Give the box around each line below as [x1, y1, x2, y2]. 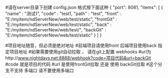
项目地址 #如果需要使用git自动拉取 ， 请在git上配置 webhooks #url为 [9, 49, 151, 54]
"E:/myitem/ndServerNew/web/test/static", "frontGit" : [5, 16, 117, 22]
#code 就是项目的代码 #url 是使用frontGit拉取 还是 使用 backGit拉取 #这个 [5, 61, 158, 67]
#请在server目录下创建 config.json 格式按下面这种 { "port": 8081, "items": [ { [5, 4, 163, 10]
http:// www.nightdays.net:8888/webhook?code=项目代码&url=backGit [5, 55, 151, 61]
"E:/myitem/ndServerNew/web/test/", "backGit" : [5, 27, 107, 32]
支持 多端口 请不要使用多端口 [14, 67, 74, 73]
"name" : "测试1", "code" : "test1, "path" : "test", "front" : [5, 10, 122, 16]
